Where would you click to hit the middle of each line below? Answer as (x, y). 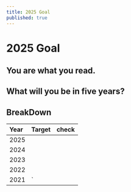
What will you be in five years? (65, 92)
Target (41, 129)
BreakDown (29, 112)
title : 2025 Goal (28, 12)
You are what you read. (51, 71)
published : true (27, 18)
